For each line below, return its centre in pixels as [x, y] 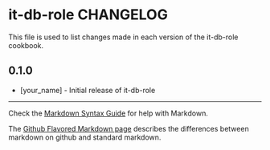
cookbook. [26, 45]
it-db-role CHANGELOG [88, 15]
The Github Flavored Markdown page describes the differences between [129, 128]
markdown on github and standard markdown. [85, 137]
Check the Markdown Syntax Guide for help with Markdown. [108, 113]
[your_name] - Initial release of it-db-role [88, 90]
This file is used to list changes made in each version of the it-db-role [123, 37]
